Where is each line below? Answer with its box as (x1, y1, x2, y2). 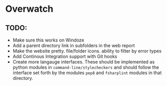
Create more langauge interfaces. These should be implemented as (12, 59, 155, 64)
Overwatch (5, 3, 54, 15)
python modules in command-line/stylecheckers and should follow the (12, 64, 159, 70)
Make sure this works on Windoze (12, 37, 84, 43)
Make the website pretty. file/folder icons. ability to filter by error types (12, 48, 162, 54)
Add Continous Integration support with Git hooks (12, 53, 117, 59)
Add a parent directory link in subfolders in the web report (12, 42, 135, 49)
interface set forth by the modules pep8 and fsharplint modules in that (12, 70, 162, 76)
